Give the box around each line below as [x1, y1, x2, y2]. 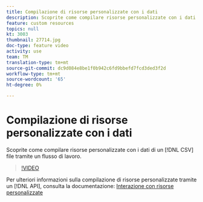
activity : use [6, 48, 42, 54]
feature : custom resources [6, 20, 74, 26]
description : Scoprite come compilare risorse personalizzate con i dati [6, 15, 196, 21]
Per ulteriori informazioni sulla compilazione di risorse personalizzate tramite [6, 176, 197, 183]
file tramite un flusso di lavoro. [6, 152, 82, 160]
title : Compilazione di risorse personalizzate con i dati [6, 8, 158, 15]
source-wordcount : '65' [6, 76, 66, 82]
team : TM [6, 54, 28, 60]
